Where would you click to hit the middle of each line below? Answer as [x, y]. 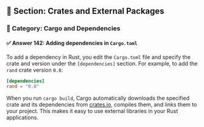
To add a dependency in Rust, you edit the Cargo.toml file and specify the [98, 57]
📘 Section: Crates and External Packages [85, 11]
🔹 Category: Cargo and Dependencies [63, 29]
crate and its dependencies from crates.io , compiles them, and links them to [102, 105]
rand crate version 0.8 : [35, 70]
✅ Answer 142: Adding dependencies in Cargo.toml [72, 43]
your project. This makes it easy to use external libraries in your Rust [92, 111]
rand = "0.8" [23, 87]
